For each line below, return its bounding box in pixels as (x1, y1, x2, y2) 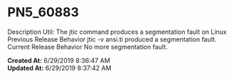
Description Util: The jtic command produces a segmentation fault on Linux (7, 28, 228, 36)
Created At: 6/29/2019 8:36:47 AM (7, 56, 110, 64)
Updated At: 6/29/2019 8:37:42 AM (7, 63, 112, 72)
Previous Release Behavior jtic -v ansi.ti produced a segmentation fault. (7, 35, 217, 43)
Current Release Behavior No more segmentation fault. (7, 42, 169, 51)
